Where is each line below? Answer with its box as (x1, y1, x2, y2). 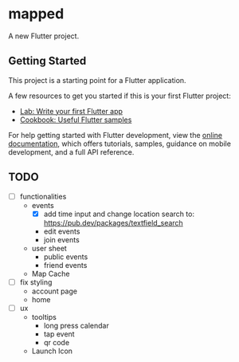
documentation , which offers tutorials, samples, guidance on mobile (8, 139, 231, 148)
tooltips (31, 312, 57, 321)
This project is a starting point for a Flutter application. (8, 75, 186, 85)
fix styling (19, 277, 53, 287)
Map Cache (31, 269, 70, 278)
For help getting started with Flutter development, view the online (8, 130, 223, 140)
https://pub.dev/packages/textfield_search (43, 218, 183, 227)
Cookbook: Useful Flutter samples (19, 115, 132, 124)
